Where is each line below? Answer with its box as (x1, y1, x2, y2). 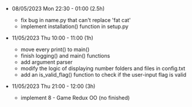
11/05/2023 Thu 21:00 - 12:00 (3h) (11, 83, 96, 90)
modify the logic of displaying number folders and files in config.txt (20, 65, 185, 72)
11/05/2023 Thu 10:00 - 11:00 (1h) (11, 34, 94, 41)
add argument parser (20, 59, 73, 65)
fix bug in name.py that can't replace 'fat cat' (20, 17, 131, 23)
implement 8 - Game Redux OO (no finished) (20, 95, 130, 101)
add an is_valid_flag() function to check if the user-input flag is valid (20, 71, 187, 78)
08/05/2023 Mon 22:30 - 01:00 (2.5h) (11, 5, 105, 12)
